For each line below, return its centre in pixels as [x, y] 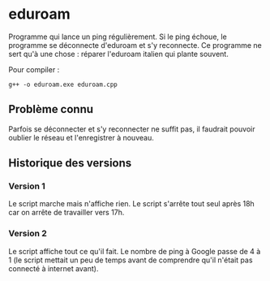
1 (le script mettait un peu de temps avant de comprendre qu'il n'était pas [131, 260]
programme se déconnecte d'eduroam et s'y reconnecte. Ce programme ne [135, 45]
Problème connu [51, 109]
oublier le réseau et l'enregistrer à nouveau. [81, 137]
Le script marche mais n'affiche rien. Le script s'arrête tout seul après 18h [132, 204]
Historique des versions [70, 163]
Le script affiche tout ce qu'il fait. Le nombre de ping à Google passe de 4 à [135, 251]
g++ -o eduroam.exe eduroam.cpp [63, 84]
